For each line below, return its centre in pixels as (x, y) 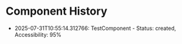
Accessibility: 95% (38, 34)
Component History (57, 11)
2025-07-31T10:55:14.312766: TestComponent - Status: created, (95, 28)
